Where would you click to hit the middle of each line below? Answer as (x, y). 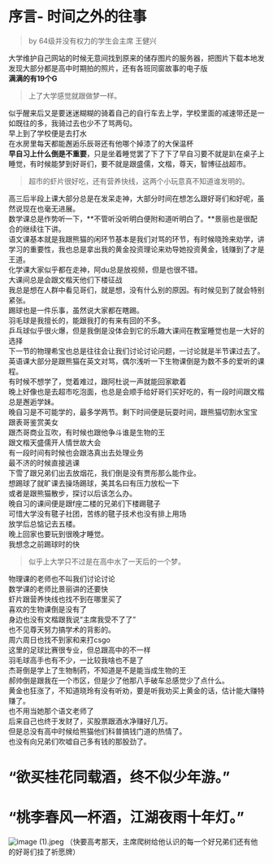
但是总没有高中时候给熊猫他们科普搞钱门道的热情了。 (97, 731)
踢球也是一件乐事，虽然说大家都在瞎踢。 (76, 310)
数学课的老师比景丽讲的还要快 (58, 589)
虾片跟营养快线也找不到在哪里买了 (65, 599)
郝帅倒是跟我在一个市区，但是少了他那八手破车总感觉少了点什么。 (119, 680)
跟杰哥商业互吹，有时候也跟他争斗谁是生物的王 (87, 432)
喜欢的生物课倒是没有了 (48, 609)
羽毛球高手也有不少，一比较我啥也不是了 (76, 660)
